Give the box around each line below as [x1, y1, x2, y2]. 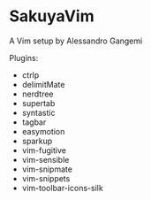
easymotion [21, 126, 65, 136]
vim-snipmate [21, 164, 73, 174]
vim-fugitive [21, 144, 66, 156]
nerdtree [21, 88, 54, 99]
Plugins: [9, 52, 39, 63]
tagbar [21, 117, 47, 127]
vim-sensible [21, 154, 70, 165]
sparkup [21, 135, 53, 146]
